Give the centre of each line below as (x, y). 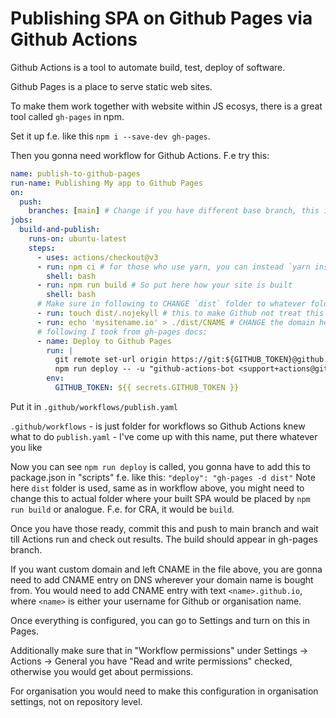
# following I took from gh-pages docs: (122, 332)
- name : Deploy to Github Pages (104, 341)
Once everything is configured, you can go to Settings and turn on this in (160, 620)
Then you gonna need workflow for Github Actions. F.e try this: (140, 155)
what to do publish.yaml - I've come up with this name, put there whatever (164, 436)
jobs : (21, 220)
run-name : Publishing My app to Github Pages (106, 183)
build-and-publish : (60, 230)
